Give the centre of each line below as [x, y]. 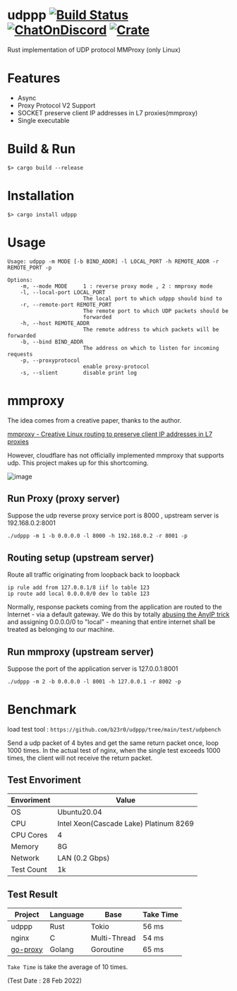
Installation [41, 196]
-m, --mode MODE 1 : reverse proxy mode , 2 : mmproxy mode [116, 286]
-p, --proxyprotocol [50, 360]
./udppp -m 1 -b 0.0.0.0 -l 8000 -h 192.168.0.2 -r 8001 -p [98, 536]
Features [34, 78]
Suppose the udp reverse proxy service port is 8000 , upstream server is [113, 515]
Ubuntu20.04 [80, 811]
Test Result [32, 895]
